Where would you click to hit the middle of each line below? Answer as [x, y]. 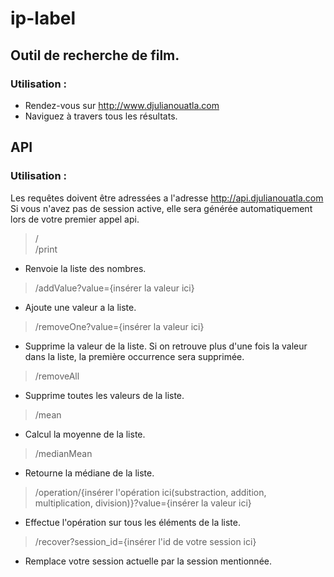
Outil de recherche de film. [95, 55]
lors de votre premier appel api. [75, 219]
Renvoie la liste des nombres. [85, 268]
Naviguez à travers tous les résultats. [101, 116]
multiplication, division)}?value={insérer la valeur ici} [143, 503]
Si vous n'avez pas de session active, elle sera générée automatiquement [161, 208]
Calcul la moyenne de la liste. [85, 434]
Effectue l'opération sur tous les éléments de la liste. [133, 522]
